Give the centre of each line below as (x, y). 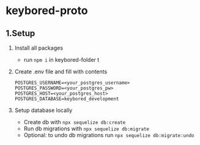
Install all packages (39, 48)
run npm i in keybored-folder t (61, 60)
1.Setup (20, 33)
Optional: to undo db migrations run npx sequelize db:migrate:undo (109, 135)
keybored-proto (47, 11)
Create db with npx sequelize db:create (75, 122)
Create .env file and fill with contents (61, 72)
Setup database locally (43, 110)
